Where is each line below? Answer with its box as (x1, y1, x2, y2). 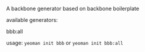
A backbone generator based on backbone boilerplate (6, 5, 140, 12)
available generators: (6, 17, 58, 23)
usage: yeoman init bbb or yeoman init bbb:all (6, 40, 124, 46)
